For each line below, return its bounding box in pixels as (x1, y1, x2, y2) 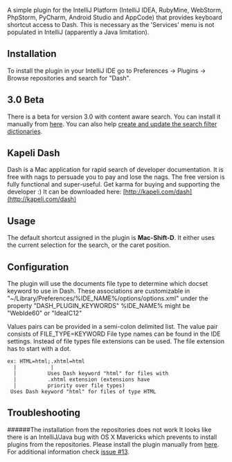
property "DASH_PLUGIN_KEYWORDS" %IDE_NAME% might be (7, 302, 190, 310)
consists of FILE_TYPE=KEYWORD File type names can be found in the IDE (7, 330, 221, 339)
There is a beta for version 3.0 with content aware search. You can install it (7, 112, 221, 121)
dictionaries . (7, 127, 43, 135)
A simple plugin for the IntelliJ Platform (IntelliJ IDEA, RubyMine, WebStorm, (7, 6, 223, 14)
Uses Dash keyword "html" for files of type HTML (10, 388, 157, 395)
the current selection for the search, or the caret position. (7, 241, 171, 249)
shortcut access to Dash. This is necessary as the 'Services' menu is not (7, 21, 215, 28)
